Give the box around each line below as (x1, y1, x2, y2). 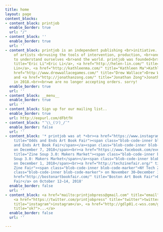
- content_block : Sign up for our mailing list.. (5, 107, 108, 112)
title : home (5, 7, 29, 12)
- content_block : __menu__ (5, 93, 60, 98)
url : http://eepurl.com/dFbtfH (9, 115, 73, 121)
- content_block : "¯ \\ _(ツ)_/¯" (5, 120, 70, 125)
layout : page (5, 12, 32, 17)
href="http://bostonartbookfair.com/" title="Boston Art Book (14, 175, 142, 179)
